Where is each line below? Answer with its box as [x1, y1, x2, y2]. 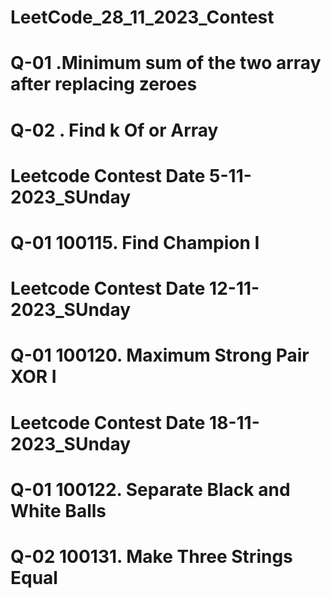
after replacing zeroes [10, 73, 198, 96]
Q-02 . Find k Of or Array [10, 119, 219, 141]
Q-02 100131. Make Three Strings [10, 545, 293, 568]
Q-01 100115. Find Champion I [10, 231, 260, 254]
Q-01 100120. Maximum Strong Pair [10, 344, 310, 367]
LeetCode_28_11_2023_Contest [10, 6, 275, 29]
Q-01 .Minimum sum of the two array [10, 52, 322, 75]
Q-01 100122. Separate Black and [10, 478, 291, 501]
